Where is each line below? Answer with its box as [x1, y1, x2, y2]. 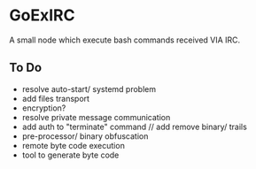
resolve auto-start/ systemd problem [21, 83, 157, 94]
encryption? [21, 103, 66, 113]
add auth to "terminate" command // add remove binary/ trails [21, 121, 248, 132]
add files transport [21, 93, 90, 104]
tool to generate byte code [21, 150, 120, 160]
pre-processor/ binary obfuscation [21, 130, 149, 142]
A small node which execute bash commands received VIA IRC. [9, 35, 241, 45]
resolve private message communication [21, 111, 171, 122]
